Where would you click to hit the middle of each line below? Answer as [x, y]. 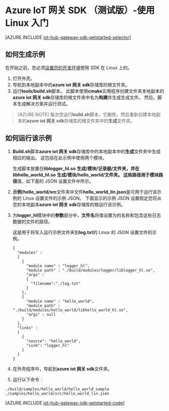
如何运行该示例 [29, 138]
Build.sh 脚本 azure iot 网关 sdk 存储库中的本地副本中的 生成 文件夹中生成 [87, 151]
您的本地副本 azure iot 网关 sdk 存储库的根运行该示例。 [69, 204]
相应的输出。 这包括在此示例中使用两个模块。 [60, 158]
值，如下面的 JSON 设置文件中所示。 [55, 181]
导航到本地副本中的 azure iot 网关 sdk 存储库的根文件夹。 [71, 84]
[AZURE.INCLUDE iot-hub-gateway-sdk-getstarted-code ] [65, 403]
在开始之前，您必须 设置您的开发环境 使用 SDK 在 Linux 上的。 [69, 67]
